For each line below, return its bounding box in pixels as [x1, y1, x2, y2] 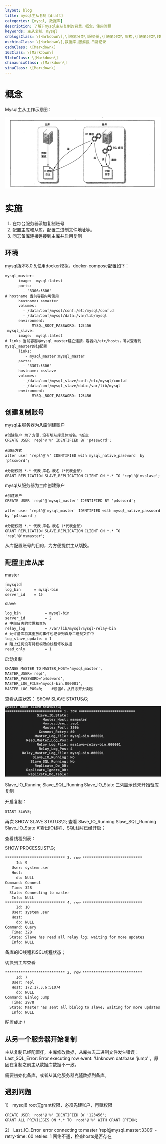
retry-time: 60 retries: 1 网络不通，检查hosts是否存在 [5, 1133, 112, 1139]
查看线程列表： [5, 836, 36, 842]
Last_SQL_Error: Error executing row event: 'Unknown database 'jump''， [5, 1055, 154, 1061]
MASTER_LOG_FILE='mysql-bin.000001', [5, 681, 83, 686]
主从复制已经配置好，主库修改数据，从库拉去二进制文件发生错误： [5, 1049, 139, 1055]
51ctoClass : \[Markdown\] [5, 55, 58, 60]
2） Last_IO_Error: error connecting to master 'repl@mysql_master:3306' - [5, 1127, 157, 1133]
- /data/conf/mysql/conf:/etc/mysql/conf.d [23, 308, 114, 313]
